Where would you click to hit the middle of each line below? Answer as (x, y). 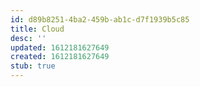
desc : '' (28, 38)
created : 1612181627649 (60, 57)
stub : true (33, 66)
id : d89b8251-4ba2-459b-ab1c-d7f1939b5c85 (100, 19)
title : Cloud (37, 29)
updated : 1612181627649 (60, 47)
